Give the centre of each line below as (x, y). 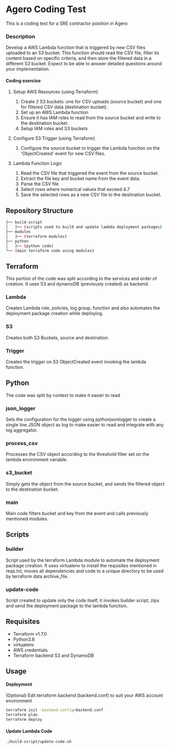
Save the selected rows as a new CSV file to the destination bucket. (91, 195)
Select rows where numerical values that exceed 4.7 (75, 189)
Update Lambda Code (29, 731)
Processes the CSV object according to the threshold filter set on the (78, 454)
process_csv (22, 443)
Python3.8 (24, 639)
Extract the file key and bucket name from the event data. (80, 179)
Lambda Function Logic (37, 164)
